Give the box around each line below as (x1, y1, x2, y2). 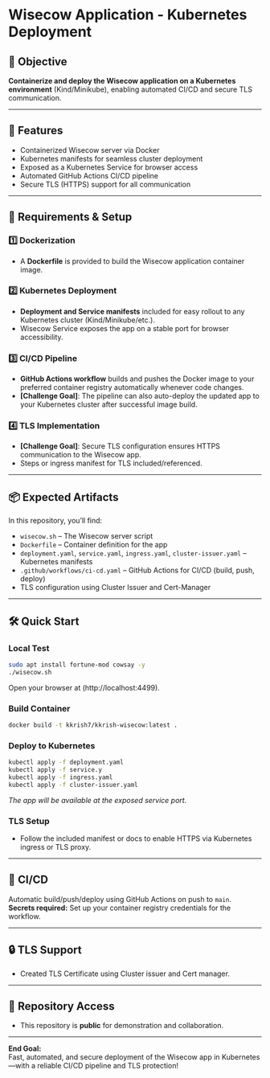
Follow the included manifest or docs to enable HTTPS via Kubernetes (19, 834, 252, 843)
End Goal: (8, 1043, 42, 1054)
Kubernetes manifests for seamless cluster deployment (19, 154, 203, 163)
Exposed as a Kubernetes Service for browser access (19, 162, 198, 172)
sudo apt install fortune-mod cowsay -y (8, 661, 146, 669)
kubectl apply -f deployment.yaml (8, 758, 125, 767)
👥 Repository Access (8, 999, 115, 1013)
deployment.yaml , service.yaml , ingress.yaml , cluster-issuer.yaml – (19, 548, 247, 558)
